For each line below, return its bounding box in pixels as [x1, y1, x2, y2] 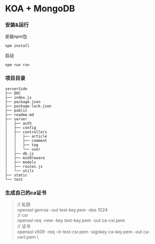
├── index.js [5, 95, 32, 100]
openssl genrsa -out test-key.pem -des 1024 [17, 207, 108, 213]
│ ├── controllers [5, 129, 48, 135]
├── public [5, 108, 28, 113]
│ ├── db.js [5, 151, 34, 156]
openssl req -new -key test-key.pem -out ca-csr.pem [17, 217, 125, 223]
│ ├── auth [5, 121, 32, 126]
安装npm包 [5, 34, 28, 39]
